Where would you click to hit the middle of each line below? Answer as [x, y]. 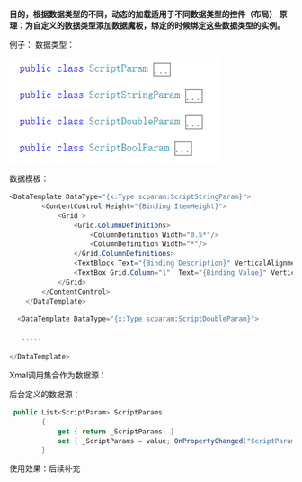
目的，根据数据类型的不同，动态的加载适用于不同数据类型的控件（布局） [143, 14]
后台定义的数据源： [45, 394]
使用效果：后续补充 [45, 468]
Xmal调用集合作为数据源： [58, 375]
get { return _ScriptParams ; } [116, 432]
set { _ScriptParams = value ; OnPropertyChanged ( [152, 441]
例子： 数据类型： [42, 45]
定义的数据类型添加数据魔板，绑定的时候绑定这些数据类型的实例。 [162, 25]
